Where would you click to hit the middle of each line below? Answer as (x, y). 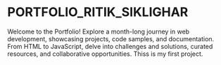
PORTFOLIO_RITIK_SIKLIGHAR (98, 12)
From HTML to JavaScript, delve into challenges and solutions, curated (110, 46)
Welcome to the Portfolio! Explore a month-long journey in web (99, 31)
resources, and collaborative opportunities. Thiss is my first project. (105, 54)
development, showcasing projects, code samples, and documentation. (111, 38)
